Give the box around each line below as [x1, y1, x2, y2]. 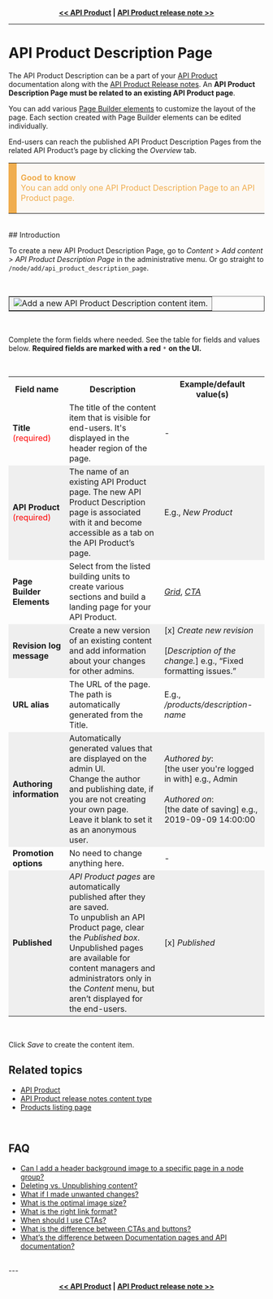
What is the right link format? [19, 1206, 118, 1216]
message [12, 649, 49, 661]
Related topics [8, 1063, 83, 1078]
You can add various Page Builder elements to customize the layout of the [8, 103, 256, 113]
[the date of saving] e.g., [163, 803, 258, 815]
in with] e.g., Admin [163, 773, 238, 785]
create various [68, 580, 124, 592]
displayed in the [68, 432, 130, 444]
